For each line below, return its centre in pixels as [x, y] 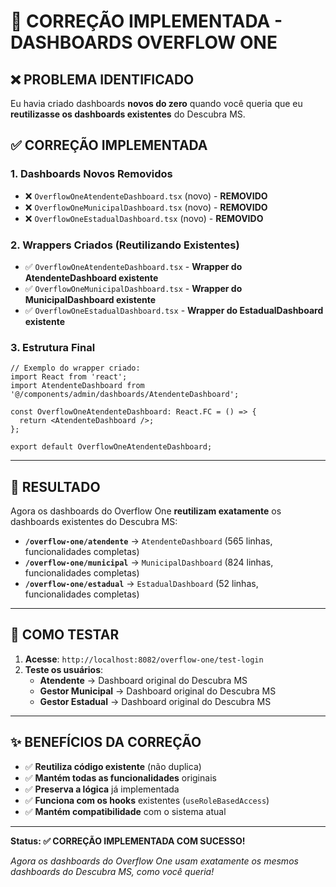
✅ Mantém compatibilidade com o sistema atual [125, 811]
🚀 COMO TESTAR [65, 635]
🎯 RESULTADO [55, 486]
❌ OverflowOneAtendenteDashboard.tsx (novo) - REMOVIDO [146, 196]
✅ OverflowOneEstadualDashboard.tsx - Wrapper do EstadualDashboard [174, 310]
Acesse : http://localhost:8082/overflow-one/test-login [144, 659]
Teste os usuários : [64, 669]
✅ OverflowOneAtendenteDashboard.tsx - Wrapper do [133, 266]
